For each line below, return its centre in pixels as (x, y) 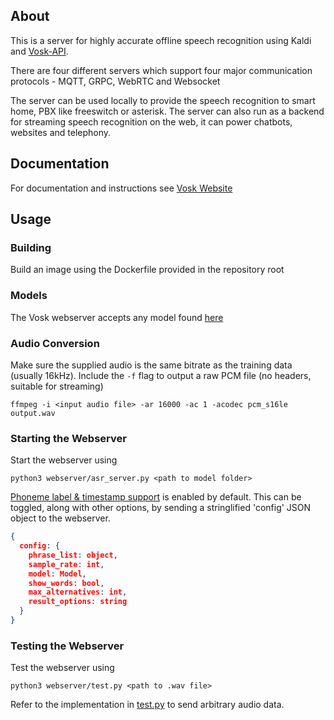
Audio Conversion (55, 343)
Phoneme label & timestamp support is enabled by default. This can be (156, 497)
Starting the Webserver (68, 438)
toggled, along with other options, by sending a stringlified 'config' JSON (161, 508)
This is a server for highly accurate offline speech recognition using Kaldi (161, 40)
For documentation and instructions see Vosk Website (121, 188)
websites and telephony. (61, 132)
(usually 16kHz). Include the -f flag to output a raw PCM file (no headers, (161, 375)
